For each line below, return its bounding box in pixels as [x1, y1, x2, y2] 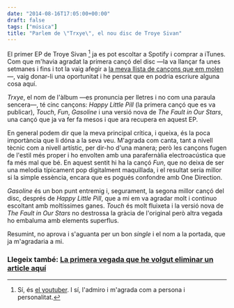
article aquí [7, 263, 47, 272]
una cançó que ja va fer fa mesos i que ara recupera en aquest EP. [7, 115, 198, 123]
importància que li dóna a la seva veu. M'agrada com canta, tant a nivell [7, 136, 214, 144]
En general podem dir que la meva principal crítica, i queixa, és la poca [7, 128, 210, 137]
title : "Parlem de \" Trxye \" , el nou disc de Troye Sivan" [7, 29, 182, 37]
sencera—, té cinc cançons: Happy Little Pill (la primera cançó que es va [7, 100, 216, 109]
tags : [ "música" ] [7, 23, 58, 30]
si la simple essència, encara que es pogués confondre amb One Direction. [7, 173, 223, 181]
